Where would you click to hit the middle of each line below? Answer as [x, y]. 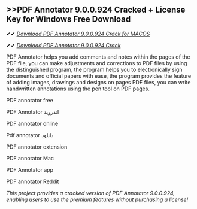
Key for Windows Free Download [69, 19]
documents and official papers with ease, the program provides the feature [99, 76]
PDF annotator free [30, 100]
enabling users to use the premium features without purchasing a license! [97, 199]
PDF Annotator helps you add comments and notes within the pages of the [98, 57]
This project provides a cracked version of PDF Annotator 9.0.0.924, [91, 193]
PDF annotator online [32, 123]
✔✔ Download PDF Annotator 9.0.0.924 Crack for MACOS [78, 34]
